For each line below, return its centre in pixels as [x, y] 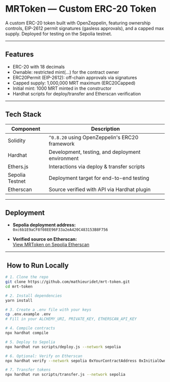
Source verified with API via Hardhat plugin [100, 189]
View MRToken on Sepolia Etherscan [51, 245]
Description [105, 129]
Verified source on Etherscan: [45, 239]
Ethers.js [18, 167]
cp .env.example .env [28, 314]
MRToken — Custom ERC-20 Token [81, 9]
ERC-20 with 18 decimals [38, 67]
